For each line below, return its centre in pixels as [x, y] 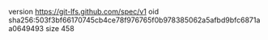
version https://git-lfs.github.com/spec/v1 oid [84, 12]
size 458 [60, 28]
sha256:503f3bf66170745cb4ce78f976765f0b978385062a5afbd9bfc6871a [134, 20]
